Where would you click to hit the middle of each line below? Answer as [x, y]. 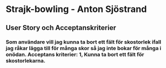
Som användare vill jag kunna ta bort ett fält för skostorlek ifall [84, 42]
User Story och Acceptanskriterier [61, 28]
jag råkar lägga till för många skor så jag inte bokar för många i [84, 48]
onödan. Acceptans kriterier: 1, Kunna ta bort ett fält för [75, 54]
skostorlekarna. [26, 60]
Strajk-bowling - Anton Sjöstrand [76, 9]
